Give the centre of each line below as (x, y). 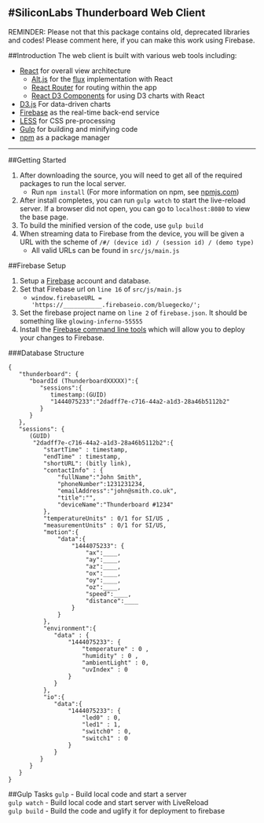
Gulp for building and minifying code (79, 129)
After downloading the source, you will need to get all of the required (131, 175)
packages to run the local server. (73, 183)
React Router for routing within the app (94, 87)
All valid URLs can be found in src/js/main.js (105, 250)
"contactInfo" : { (73, 470)
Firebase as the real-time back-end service (89, 112)
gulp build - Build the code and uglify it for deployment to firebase (117, 810)
